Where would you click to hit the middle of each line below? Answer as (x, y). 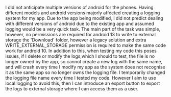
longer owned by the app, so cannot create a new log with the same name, (84, 62)
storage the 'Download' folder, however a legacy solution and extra (76, 40)
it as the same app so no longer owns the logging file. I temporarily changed (85, 72)
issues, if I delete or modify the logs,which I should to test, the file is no (80, 56)
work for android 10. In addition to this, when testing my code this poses (81, 51)
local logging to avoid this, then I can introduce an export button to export (83, 83)
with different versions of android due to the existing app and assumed (80, 23)
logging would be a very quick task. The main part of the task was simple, (83, 29)
